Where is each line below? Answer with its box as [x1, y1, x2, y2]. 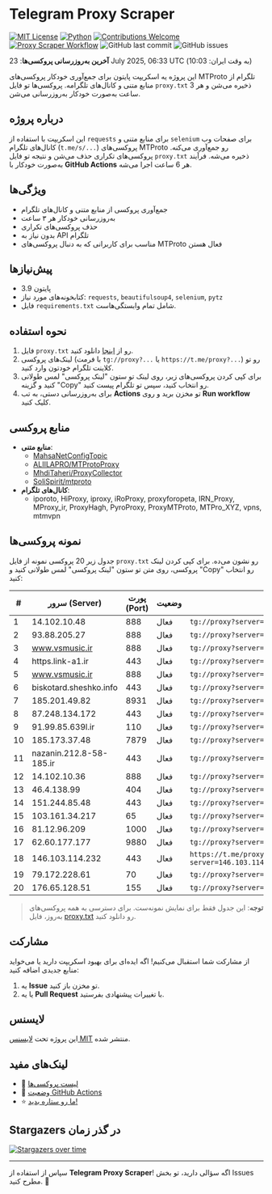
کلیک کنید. [20, 397, 52, 407]
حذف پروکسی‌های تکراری [20, 222, 98, 231]
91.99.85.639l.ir [31, 721, 95, 732]
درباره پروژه [9, 112, 64, 126]
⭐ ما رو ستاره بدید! [20, 1097, 78, 1107]
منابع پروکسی [9, 421, 70, 434]
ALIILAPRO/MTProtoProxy [32, 459, 119, 469]
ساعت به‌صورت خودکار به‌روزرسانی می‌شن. [9, 88, 140, 98]
